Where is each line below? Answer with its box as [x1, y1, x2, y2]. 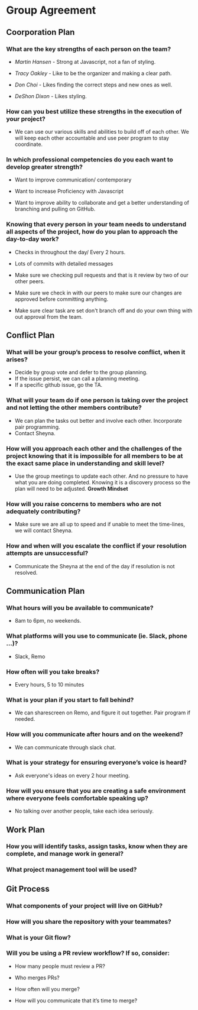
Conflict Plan [6, 331, 55, 341]
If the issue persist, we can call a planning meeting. [14, 375, 140, 382]
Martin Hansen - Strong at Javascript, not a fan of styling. [14, 58, 156, 65]
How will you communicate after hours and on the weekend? [6, 730, 183, 739]
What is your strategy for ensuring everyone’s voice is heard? [6, 758, 187, 766]
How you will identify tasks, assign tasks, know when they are [6, 842, 188, 850]
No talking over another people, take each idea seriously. [14, 808, 154, 815]
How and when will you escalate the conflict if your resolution [6, 542, 187, 550]
